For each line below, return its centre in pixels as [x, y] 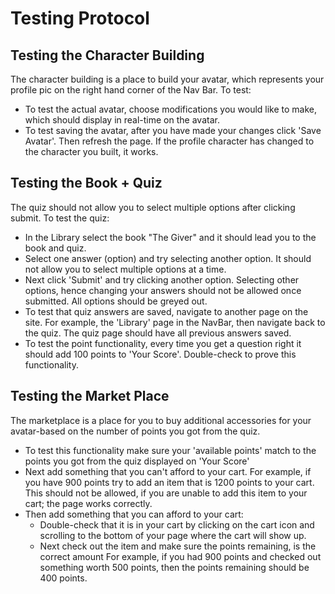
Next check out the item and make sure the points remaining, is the [178, 546]
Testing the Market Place [90, 396]
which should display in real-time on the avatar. [122, 120]
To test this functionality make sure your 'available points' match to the [170, 450]
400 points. [63, 578]
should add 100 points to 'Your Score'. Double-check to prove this [160, 354]
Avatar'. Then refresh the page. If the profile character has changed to [169, 141]
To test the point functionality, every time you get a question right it [163, 343]
